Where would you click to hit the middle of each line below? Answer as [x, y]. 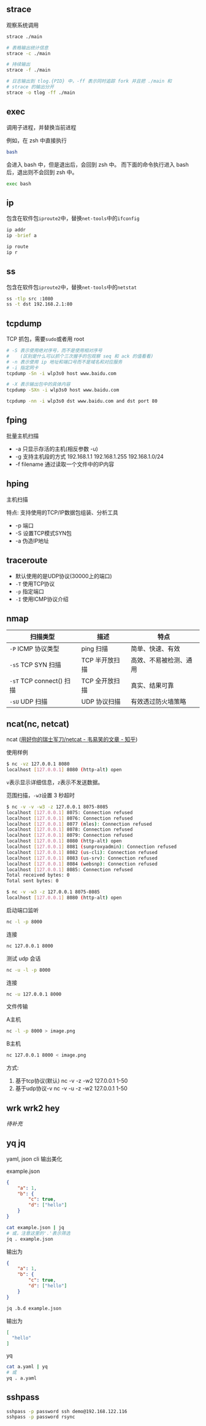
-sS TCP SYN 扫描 [35, 665]
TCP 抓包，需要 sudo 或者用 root [45, 339]
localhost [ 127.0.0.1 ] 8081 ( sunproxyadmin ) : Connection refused [91, 847]
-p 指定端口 [30, 591]
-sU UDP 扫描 [29, 702]
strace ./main [25, 36]
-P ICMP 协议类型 [34, 649]
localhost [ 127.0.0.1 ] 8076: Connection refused [70, 818]
